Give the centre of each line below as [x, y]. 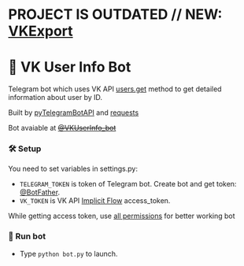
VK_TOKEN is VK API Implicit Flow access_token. [95, 201]
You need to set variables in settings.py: [73, 169]
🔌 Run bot [27, 236]
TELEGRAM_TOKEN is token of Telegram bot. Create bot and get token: [128, 184]
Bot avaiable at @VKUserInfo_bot [62, 128]
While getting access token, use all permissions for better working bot [122, 216]
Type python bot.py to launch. [68, 253]
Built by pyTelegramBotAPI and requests [74, 113]
